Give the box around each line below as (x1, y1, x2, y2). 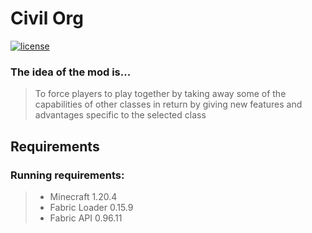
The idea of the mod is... (10, 65, 132, 79)
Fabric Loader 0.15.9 (49, 201, 134, 213)
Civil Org (10, 7, 84, 30)
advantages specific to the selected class (34, 109, 207, 121)
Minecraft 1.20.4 (49, 190, 118, 202)
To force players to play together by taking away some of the (34, 88, 287, 100)
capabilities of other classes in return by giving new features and (34, 98, 303, 111)
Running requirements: (10, 168, 125, 182)
